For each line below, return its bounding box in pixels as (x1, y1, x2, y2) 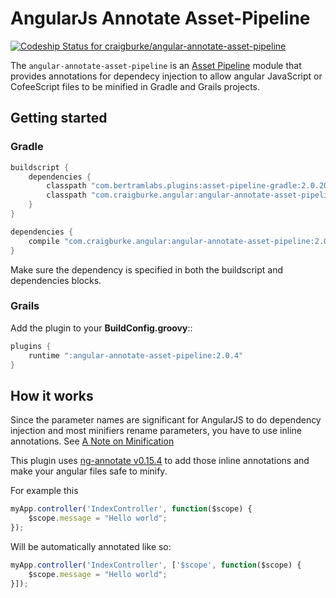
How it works (10, 387, 94, 404)
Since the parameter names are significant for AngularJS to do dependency (10, 414, 322, 426)
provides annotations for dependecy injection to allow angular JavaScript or (10, 70, 323, 82)
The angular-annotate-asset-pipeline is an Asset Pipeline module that (10, 59, 302, 71)
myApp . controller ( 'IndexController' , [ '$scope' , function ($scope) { (10, 560, 302, 570)
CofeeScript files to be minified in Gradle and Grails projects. (10, 80, 261, 92)
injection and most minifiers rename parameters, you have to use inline (10, 425, 302, 437)
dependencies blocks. (10, 274, 102, 286)
